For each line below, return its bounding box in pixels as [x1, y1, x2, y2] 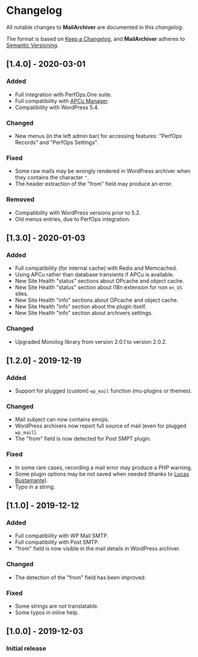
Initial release [6, 644, 47, 653]
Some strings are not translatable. [14, 603, 99, 610]
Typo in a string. [14, 483, 55, 490]
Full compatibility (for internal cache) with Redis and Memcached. [14, 264, 178, 272]
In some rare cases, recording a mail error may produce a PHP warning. [14, 464, 193, 471]
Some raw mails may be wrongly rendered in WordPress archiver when [14, 167, 191, 175]
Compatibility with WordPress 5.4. [14, 104, 99, 111]
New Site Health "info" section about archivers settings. [14, 310, 153, 317]
